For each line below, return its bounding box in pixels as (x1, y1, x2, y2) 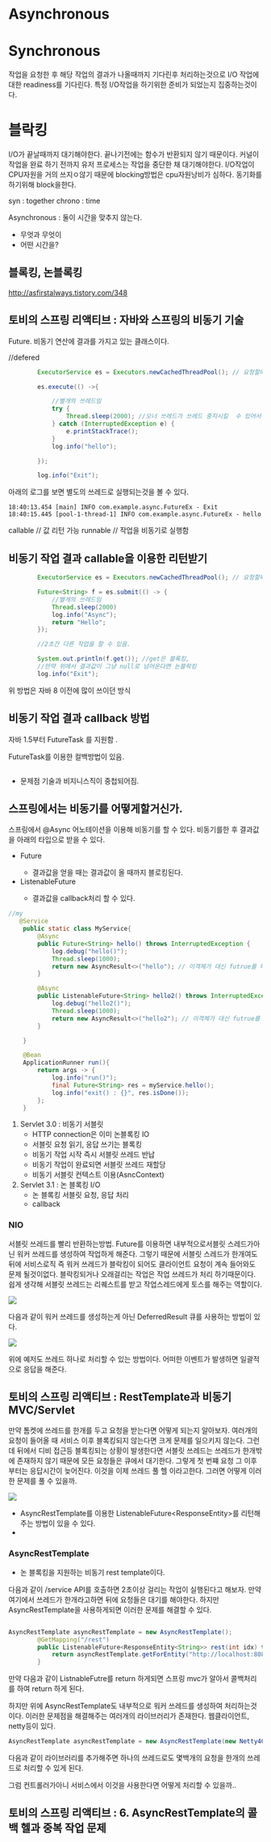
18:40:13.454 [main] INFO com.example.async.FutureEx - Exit (8, 503, 219, 512)
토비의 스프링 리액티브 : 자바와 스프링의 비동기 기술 (8, 313, 244, 327)
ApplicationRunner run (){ (23, 1058, 110, 1067)
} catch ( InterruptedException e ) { (51, 420, 175, 429)
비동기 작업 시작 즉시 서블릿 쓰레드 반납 (31, 1150, 156, 1160)
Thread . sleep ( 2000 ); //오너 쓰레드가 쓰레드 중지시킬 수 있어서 (65, 412, 262, 420)
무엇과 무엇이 (19, 230, 62, 239)
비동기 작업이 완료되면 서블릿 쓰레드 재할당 (31, 1160, 167, 1169)
